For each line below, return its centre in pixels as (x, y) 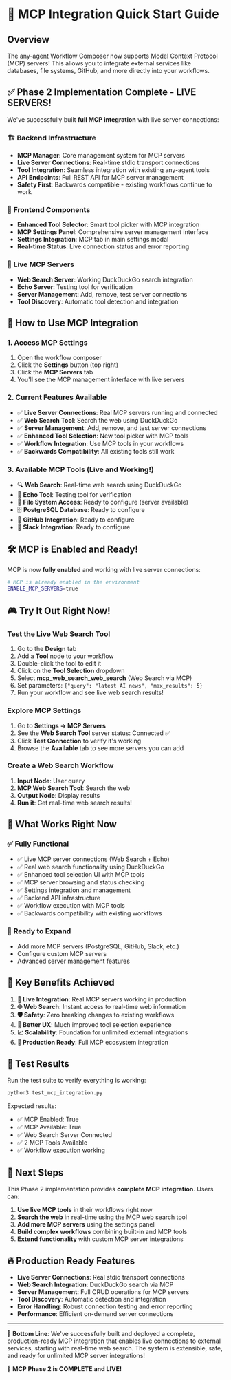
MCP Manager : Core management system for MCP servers (101, 156)
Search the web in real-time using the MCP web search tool (102, 1217)
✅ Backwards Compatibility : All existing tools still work (96, 451)
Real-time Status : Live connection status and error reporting (103, 246)
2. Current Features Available (57, 397)
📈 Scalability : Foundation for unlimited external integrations (102, 1032)
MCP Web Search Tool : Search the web (74, 788)
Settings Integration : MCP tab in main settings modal (93, 240)
